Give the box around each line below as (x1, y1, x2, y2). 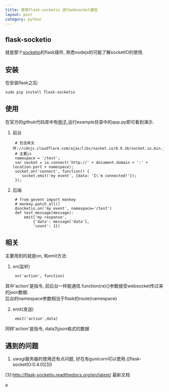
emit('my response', (24, 215, 67, 220)
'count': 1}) (33, 223, 60, 229)
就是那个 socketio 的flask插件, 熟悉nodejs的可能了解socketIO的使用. (5, 49, 144, 55)
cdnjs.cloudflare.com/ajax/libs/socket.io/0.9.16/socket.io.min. (23, 146, 163, 151)
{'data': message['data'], (33, 219, 90, 224)
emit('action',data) (15, 316, 58, 321)
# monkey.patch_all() (15, 202, 60, 207)
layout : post (5, 12, 33, 17)
